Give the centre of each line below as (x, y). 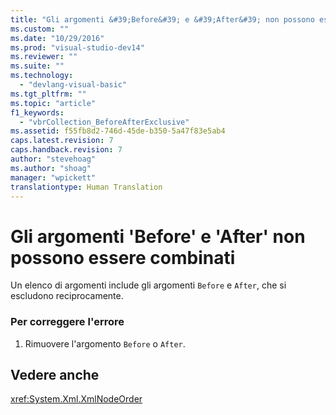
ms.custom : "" (40, 29)
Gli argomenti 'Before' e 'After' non (158, 236)
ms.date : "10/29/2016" (57, 38)
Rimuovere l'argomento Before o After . (105, 343)
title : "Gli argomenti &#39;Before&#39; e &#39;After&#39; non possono (162, 19)
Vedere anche (55, 375)
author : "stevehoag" (53, 159)
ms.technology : (42, 76)
